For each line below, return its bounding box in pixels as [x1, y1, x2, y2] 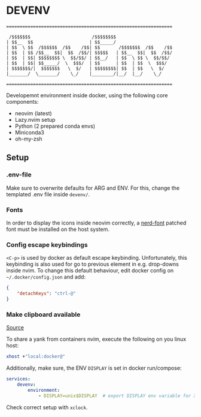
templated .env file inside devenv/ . [6, 190, 90, 198]
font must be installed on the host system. [6, 226, 109, 233]
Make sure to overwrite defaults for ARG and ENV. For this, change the [6, 184, 180, 191]
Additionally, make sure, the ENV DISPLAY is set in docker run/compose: [6, 364, 182, 372]
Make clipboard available [6, 310, 81, 319]
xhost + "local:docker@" [6, 353, 66, 360]
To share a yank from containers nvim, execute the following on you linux [6, 335, 187, 343]
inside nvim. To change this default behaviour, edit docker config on [6, 267, 174, 274]
